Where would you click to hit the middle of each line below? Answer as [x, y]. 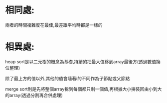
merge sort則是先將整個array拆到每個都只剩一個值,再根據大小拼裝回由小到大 [83, 89]
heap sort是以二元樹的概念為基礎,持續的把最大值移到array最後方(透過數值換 [83, 61]
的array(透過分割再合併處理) [34, 95]
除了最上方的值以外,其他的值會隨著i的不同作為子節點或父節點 [68, 78]
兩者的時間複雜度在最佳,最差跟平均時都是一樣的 [54, 25]
